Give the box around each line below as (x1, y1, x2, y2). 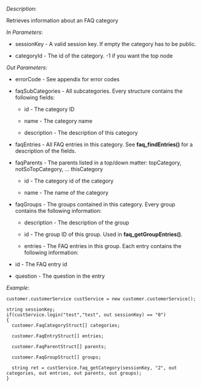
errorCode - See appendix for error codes (15, 76, 120, 82)
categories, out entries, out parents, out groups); (6, 370, 142, 376)
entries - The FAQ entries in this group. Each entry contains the (24, 243, 181, 249)
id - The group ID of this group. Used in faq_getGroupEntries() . (24, 231, 183, 238)
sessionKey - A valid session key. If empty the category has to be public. (15, 41, 197, 47)
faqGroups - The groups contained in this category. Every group (15, 201, 175, 208)
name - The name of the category (24, 189, 109, 196)
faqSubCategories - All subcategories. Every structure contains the (15, 87, 183, 95)
